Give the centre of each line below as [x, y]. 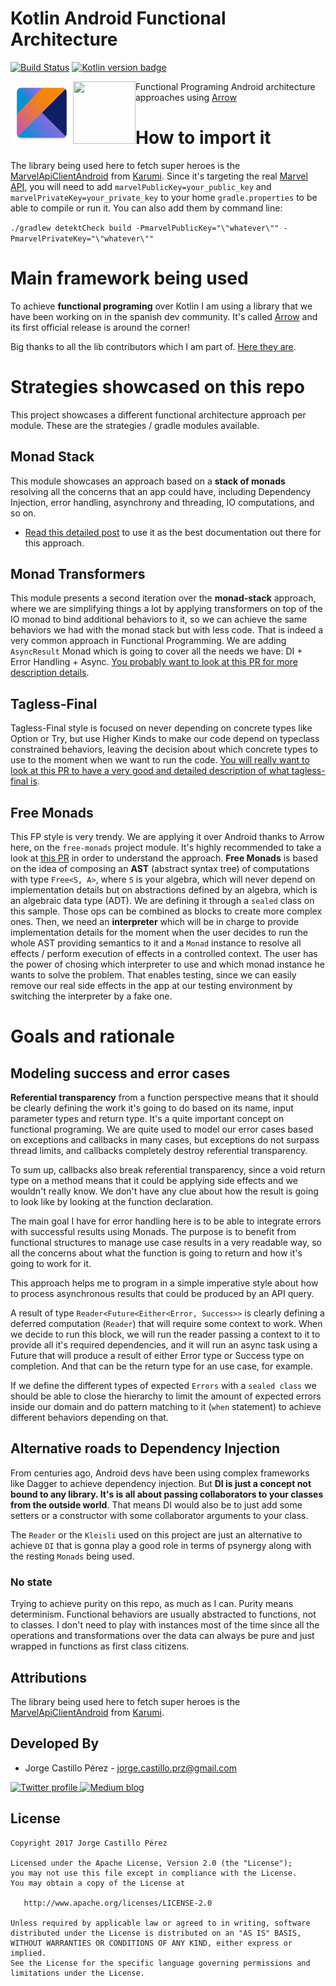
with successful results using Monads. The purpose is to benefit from [153, 1231]
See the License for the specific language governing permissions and [160, 1963]
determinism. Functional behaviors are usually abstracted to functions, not [163, 1614]
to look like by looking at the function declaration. [112, 1201]
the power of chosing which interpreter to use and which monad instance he [167, 964]
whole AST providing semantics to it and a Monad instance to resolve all [156, 943]
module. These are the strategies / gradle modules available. [135, 425]
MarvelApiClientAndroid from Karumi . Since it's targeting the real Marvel [159, 176]
